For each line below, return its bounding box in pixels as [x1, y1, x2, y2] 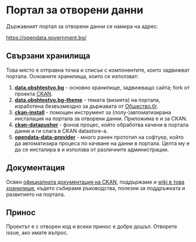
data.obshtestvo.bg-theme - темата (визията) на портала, [14, 96, 161, 103]
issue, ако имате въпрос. [6, 229, 68, 236]
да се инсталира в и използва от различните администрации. [14, 146, 169, 153]
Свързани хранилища [6, 51, 91, 61]
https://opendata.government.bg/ [6, 34, 87, 41]
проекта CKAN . [14, 90, 53, 97]
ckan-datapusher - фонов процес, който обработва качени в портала [14, 121, 189, 128]
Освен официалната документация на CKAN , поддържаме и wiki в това [6, 178, 185, 185]
